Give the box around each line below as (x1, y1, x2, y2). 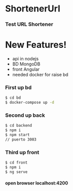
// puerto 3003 (5, 137, 37, 142)
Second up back (5, 112, 45, 119)
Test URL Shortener (5, 21, 54, 28)
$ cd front (5, 160, 28, 165)
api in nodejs (12, 56, 39, 62)
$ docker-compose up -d (5, 100, 55, 105)
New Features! (5, 39, 67, 50)
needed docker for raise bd (12, 72, 69, 78)
